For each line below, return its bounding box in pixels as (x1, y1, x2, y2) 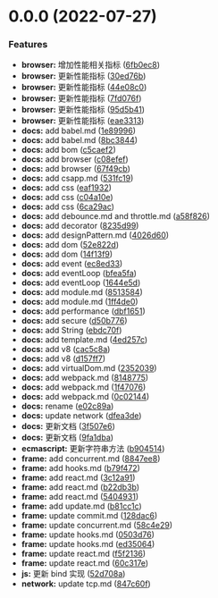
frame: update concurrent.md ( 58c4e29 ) (21, 520, 173, 531)
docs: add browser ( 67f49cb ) (21, 164, 131, 174)
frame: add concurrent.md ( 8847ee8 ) (21, 453, 161, 464)
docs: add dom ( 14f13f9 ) (21, 248, 113, 260)
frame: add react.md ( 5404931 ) (21, 492, 139, 502)
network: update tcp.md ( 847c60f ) (21, 578, 151, 589)
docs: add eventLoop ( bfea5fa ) (21, 268, 138, 279)
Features (8, 38, 48, 51)
